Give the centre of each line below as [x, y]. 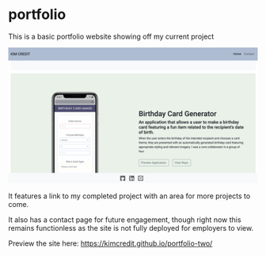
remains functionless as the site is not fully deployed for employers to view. [131, 228]
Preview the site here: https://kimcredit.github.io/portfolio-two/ [110, 243]
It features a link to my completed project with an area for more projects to [129, 196]
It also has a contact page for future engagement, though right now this [125, 220]
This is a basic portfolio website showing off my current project [111, 36]
